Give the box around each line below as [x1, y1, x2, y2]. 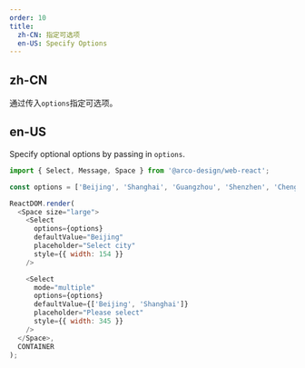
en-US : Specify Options [17, 38, 107, 48]
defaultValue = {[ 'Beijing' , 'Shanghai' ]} [33, 300, 189, 309]
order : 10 [9, 13, 47, 23]
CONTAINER [17, 342, 54, 351]
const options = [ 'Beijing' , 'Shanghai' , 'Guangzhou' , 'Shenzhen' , [9, 183, 271, 192]
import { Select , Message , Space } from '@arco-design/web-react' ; [9, 165, 271, 175]
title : [9, 22, 34, 31]
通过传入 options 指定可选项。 [9, 97, 118, 109]
